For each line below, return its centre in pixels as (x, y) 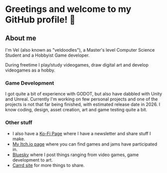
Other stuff (19, 123)
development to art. (33, 160)
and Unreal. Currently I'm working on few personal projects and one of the (82, 99)
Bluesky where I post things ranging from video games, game (76, 155)
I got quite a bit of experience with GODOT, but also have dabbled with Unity (84, 94)
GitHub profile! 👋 (40, 20)
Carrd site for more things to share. (48, 165)
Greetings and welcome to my (68, 9)
